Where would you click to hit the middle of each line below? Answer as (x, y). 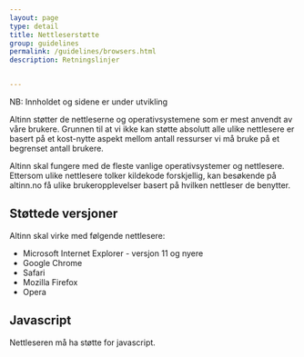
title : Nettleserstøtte (55, 35)
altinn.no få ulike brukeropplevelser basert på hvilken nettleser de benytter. (150, 185)
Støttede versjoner (64, 214)
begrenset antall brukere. (57, 148)
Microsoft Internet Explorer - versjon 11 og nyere (113, 253)
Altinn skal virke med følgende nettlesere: (87, 235)
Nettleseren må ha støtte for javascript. (83, 342)
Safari (34, 273)
